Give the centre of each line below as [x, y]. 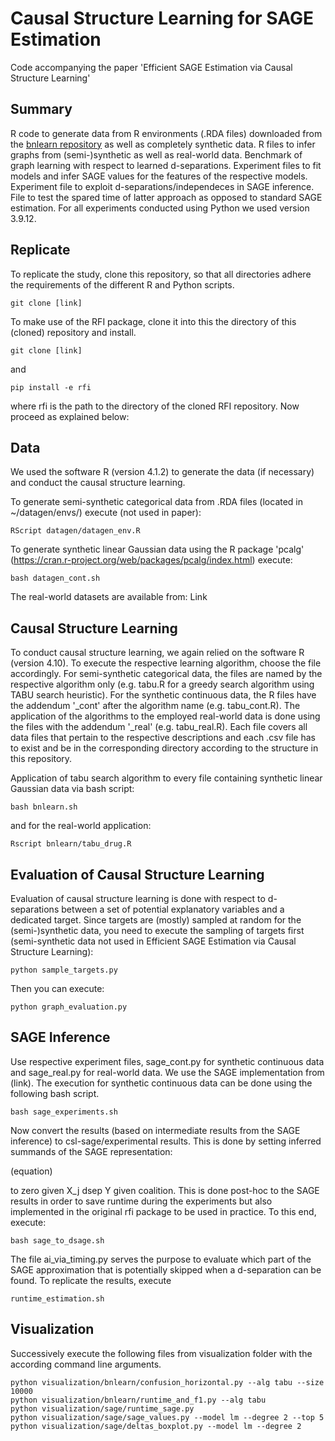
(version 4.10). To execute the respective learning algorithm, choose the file [166, 663]
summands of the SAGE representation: [91, 1151]
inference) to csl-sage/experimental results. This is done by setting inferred [166, 1141]
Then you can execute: [57, 988]
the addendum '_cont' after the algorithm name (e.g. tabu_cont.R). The [155, 706]
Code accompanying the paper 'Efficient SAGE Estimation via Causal [151, 67]
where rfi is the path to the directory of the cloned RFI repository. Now [155, 406]
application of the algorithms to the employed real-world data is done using [165, 716]
